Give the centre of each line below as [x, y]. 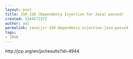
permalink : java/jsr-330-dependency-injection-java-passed [67, 28]
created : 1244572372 [26, 19]
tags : [11, 32]
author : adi [17, 23]
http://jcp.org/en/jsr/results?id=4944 [42, 51]
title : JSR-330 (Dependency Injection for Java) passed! [65, 14]
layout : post [18, 10]
